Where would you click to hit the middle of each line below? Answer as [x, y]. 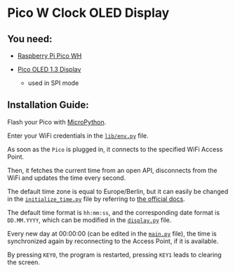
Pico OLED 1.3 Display [49, 69]
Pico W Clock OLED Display [88, 13]
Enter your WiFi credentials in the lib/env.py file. [78, 136]
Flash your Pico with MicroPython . [57, 122]
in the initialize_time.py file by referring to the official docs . [96, 199]
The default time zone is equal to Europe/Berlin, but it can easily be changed [118, 191]
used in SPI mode [53, 83]
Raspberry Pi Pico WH [49, 56]
